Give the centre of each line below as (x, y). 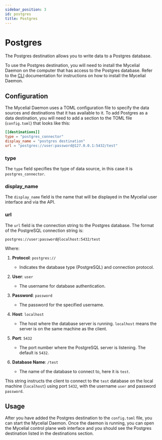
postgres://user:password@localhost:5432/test (53, 239)
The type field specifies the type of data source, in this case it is (69, 168)
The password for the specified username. (62, 305)
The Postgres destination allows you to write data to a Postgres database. (78, 56)
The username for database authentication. (62, 286)
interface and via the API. (30, 202)
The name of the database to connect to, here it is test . (75, 371)
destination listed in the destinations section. (50, 433)
